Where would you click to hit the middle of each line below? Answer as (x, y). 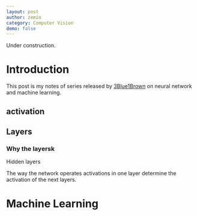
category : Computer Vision (40, 23)
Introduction (38, 70)
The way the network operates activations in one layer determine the (91, 174)
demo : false (21, 28)
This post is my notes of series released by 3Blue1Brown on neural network (99, 86)
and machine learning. (34, 93)
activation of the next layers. (41, 180)
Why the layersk (31, 148)
